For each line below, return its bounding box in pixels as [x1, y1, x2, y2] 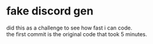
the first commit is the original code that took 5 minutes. [6, 30, 147, 37]
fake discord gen [6, 4, 94, 18]
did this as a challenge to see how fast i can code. [6, 24, 133, 31]
